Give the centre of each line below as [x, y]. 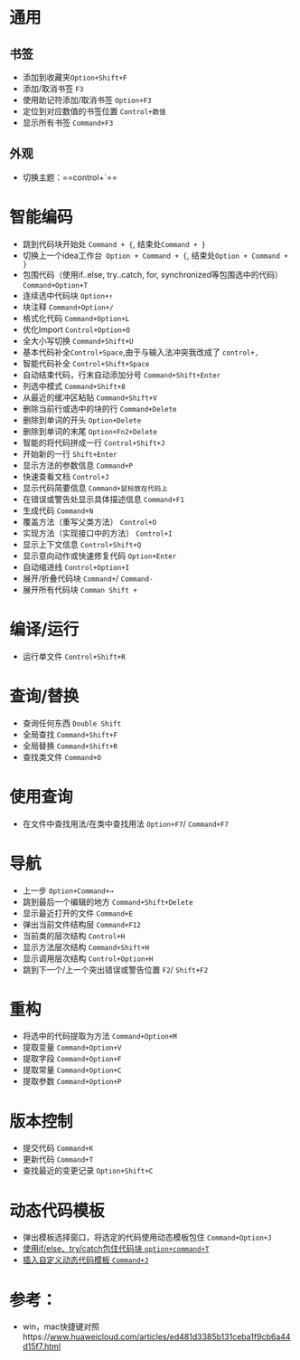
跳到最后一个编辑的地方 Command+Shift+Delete [108, 901]
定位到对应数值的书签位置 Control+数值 [94, 111]
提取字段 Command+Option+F [72, 1059]
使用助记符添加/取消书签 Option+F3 [87, 100]
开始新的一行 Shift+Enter [70, 453]
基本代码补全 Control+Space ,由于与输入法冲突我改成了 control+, [141, 352]
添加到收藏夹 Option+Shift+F [75, 77]
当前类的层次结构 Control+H [74, 936]
